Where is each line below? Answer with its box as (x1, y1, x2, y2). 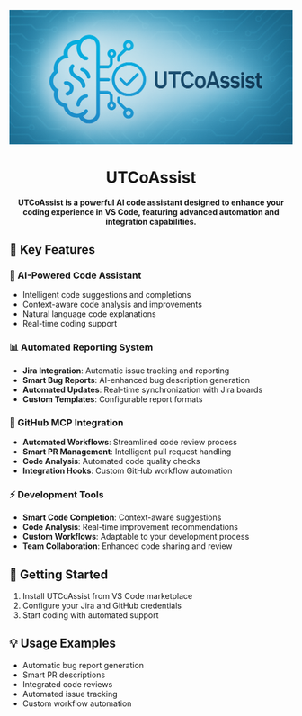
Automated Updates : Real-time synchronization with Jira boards (22, 384, 263, 395)
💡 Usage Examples (9, 636, 117, 651)
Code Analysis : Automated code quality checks (22, 455, 200, 466)
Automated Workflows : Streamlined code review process (22, 436, 238, 447)
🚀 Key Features (9, 242, 96, 257)
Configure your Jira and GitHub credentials (22, 600, 182, 612)
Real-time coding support (22, 318, 118, 329)
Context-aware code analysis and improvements (22, 299, 202, 310)
